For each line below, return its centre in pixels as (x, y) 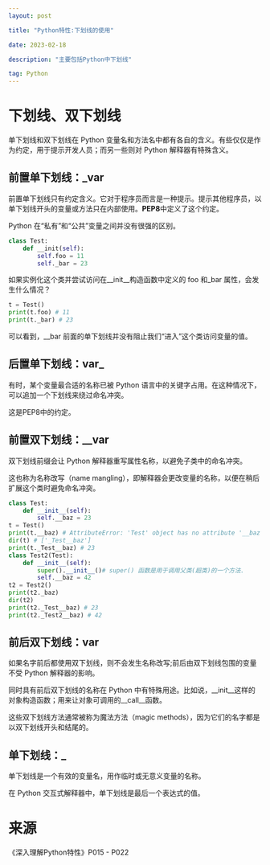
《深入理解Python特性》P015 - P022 (69, 852)
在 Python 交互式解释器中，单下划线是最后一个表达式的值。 (106, 793)
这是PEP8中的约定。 (42, 412)
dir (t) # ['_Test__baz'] (50, 540)
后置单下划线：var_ (56, 364)
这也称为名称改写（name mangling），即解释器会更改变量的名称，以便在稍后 (134, 478)
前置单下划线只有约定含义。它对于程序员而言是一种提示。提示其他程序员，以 (135, 199)
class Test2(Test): (41, 555)
